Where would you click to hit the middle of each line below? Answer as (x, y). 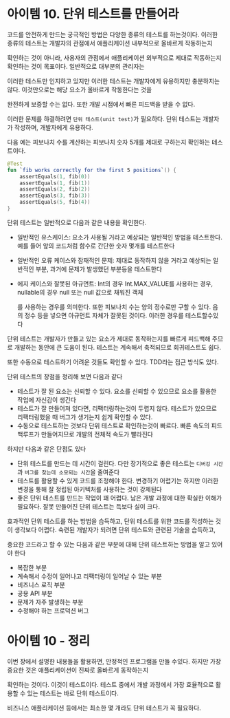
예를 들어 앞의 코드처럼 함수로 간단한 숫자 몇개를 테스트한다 (96, 246)
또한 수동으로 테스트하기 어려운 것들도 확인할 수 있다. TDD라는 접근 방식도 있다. (113, 361)
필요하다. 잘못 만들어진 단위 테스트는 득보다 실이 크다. (88, 506)
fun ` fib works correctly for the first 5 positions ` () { (92, 170)
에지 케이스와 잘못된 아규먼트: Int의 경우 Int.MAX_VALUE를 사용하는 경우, (115, 284)
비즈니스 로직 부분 (41, 584)
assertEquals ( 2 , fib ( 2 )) (55, 189)
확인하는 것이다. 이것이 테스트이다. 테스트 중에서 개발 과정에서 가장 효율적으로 (111, 684)
